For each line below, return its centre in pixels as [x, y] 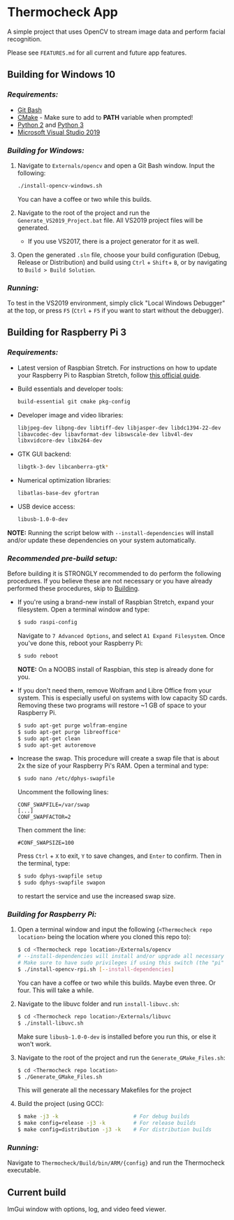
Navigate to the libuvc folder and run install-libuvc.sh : [98, 1004]
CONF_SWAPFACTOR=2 [44, 817]
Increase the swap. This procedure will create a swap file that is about [118, 758]
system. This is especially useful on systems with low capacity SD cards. [122, 698]
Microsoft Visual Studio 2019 [59, 132]
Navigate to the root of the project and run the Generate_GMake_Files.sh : [121, 1058]
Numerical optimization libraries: [64, 480]
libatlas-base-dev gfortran [58, 493]
